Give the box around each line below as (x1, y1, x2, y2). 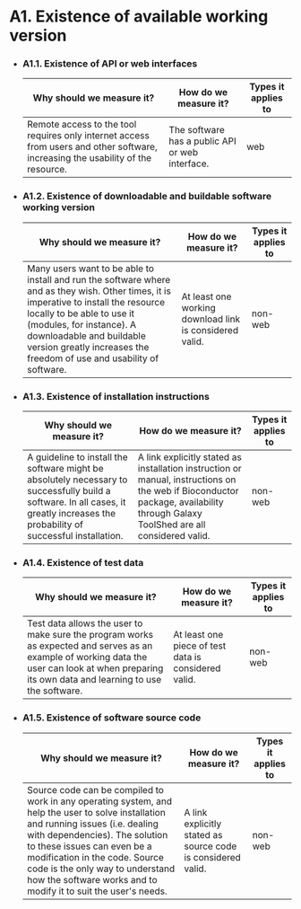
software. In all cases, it (26, 496, 126, 508)
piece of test (173, 640, 227, 652)
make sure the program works (26, 629, 154, 641)
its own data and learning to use (26, 674, 162, 686)
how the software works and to (26, 873, 159, 886)
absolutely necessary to (26, 473, 128, 486)
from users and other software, (26, 141, 159, 154)
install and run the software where (26, 273, 171, 286)
